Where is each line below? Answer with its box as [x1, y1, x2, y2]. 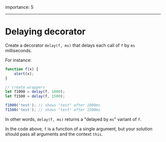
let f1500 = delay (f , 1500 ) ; [5, 94, 65, 99]
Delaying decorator [5, 26, 86, 37]
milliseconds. [5, 47, 32, 53]
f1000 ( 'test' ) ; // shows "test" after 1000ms [5, 103, 100, 108]
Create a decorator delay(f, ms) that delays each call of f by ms [5, 42, 135, 48]
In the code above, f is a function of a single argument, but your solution [5, 126, 153, 132]
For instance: [5, 57, 32, 63]
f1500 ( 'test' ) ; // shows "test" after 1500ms [5, 107, 100, 112]
